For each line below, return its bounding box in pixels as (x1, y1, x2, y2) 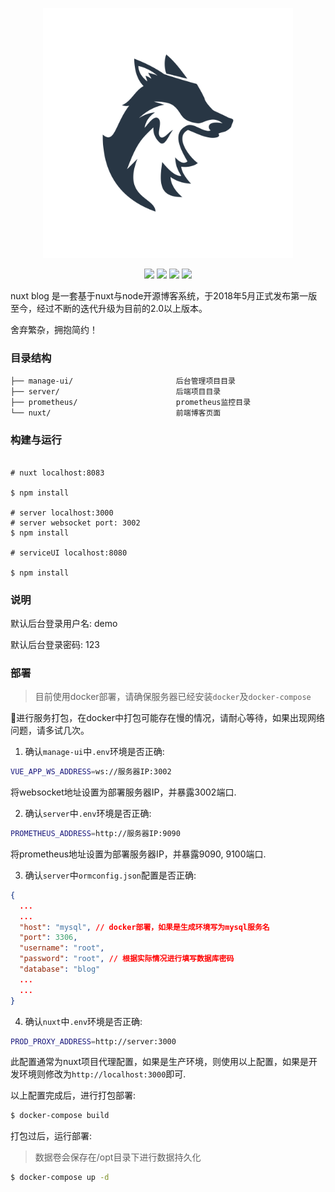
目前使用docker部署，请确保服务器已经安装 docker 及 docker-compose (34, 691, 312, 703)
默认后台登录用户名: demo (10, 617, 118, 629)
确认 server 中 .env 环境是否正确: (24, 808, 152, 820)
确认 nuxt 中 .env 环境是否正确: (24, 1015, 143, 1027)
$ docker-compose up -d (10, 1173, 110, 1183)
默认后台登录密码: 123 (10, 638, 100, 650)
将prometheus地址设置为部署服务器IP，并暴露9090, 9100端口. (10, 848, 267, 860)
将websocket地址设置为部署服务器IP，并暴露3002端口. (10, 786, 237, 798)
